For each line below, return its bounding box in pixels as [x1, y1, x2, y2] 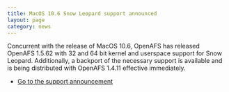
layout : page [7, 17, 45, 24]
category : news [7, 23, 52, 30]
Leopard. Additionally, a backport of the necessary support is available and [7, 57, 223, 65]
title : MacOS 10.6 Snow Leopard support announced [7, 10, 157, 17]
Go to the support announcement [17, 77, 113, 86]
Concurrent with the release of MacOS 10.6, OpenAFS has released [7, 42, 200, 50]
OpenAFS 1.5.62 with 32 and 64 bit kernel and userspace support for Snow [7, 49, 223, 57]
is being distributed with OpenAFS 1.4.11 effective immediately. [7, 64, 186, 73]
